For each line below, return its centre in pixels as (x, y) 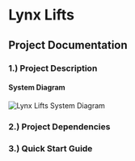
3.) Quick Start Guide (51, 148)
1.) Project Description (53, 68)
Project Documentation (68, 45)
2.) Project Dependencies (59, 126)
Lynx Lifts (42, 15)
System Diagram (37, 88)
